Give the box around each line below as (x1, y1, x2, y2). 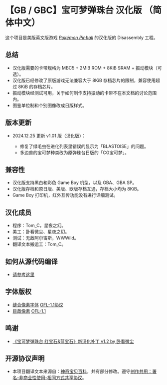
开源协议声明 (5, 354, 45, 363)
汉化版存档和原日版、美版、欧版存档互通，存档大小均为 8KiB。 (12, 186, 142, 192)
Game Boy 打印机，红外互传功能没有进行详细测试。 (12, 192, 118, 198)
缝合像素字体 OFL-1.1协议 (12, 301, 64, 307)
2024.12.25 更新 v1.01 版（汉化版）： (12, 132, 86, 138)
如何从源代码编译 (5, 257, 58, 265)
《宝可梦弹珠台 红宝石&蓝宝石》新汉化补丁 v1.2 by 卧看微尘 (12, 338, 134, 344)
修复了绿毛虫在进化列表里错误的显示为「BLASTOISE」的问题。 (19, 143, 149, 149)
